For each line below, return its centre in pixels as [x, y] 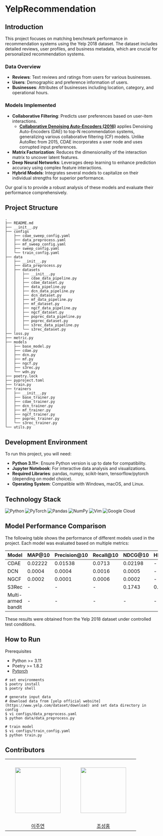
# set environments [25, 680]
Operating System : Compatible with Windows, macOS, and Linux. [78, 484]
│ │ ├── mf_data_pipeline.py [39, 300]
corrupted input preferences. [48, 147]
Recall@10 [106, 555]
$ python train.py [24, 735]
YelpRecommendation [50, 9]
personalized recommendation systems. [45, 54]
